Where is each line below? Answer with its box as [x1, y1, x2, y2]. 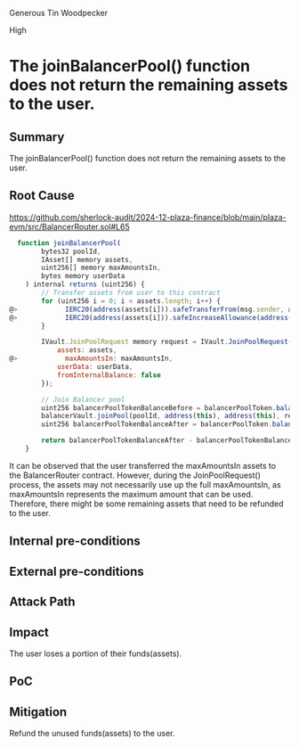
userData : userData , [56, 363, 133, 372]
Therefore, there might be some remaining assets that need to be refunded [9, 498, 284, 509]
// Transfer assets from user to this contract [41, 289, 221, 298]
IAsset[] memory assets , [41, 255, 133, 264]
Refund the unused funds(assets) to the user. [9, 728, 175, 739]
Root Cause [9, 188, 76, 203]
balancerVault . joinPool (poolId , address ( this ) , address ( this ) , [41, 412, 280, 421]
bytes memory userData [41, 272, 125, 281]
